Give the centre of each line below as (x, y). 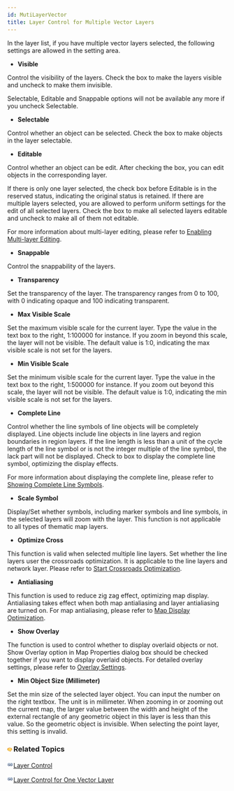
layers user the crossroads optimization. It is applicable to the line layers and (117, 561)
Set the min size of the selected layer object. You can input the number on (114, 694)
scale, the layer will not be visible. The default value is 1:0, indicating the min (117, 392)
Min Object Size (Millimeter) (59, 681)
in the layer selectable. (40, 140)
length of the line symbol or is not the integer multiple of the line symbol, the (117, 449)
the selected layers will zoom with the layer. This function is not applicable (114, 519)
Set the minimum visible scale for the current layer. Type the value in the (111, 377)
